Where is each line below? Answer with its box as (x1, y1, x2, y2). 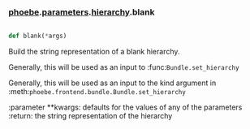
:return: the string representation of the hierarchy (8, 111, 173, 121)
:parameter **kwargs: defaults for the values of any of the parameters (8, 102, 243, 112)
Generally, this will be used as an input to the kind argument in (8, 78, 217, 88)
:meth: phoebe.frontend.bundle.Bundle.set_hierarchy (8, 87, 187, 97)
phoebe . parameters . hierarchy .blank (8, 6, 155, 18)
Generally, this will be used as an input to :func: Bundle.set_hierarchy (8, 62, 239, 72)
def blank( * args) (8, 32, 67, 41)
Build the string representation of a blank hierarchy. (8, 47, 180, 57)
